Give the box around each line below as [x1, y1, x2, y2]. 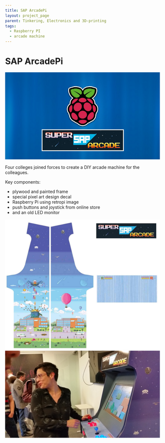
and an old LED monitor [12, 210, 60, 216]
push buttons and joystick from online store [12, 204, 101, 210]
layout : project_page [5, 13, 50, 18]
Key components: [5, 179, 41, 185]
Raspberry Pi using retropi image [12, 199, 79, 205]
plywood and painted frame [12, 189, 68, 194]
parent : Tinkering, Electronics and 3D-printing [5, 18, 107, 23]
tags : [5, 24, 16, 29]
